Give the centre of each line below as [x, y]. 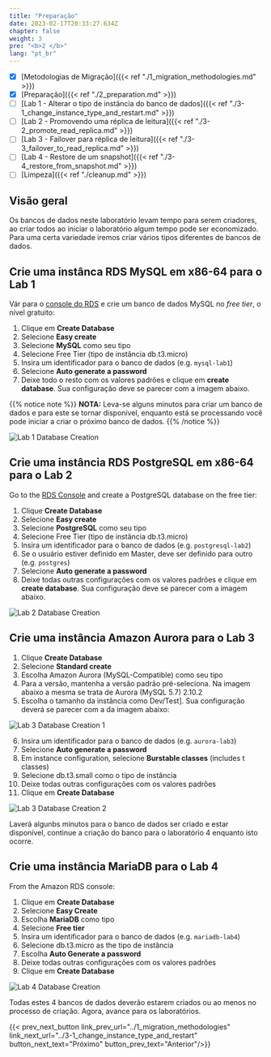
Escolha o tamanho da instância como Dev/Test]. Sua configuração [133, 700]
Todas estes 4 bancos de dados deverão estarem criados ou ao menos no [133, 1002]
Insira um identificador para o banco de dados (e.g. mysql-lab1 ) [127, 363]
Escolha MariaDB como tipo [68, 919]
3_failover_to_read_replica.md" [72, 148]
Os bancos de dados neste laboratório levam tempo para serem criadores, [133, 221]
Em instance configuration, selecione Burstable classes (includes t [133, 758]
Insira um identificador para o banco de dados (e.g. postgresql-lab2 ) [136, 545]
